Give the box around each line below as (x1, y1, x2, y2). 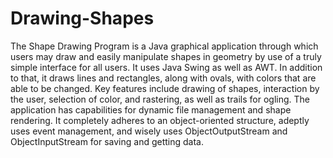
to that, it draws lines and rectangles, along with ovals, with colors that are (10, 72, 317, 84)
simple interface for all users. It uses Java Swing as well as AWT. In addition (10, 61, 323, 73)
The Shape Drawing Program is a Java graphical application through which (10, 40, 319, 52)
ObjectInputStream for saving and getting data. (10, 135, 205, 147)
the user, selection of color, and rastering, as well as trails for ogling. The (10, 93, 311, 105)
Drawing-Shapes (10, 7, 155, 30)
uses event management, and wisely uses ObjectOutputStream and (10, 125, 288, 137)
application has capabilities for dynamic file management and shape (10, 103, 292, 116)
